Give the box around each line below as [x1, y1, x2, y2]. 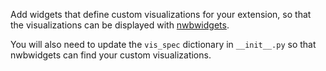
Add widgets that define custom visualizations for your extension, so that [10, 9, 312, 20]
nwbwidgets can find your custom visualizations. [10, 49, 212, 61]
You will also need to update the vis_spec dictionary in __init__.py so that [10, 39, 317, 50]
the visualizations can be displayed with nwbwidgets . [10, 19, 230, 31]
